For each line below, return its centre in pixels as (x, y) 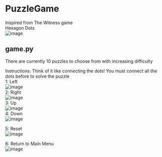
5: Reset (14, 128)
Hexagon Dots (20, 28)
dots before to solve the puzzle (37, 76)
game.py (19, 49)
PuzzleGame (32, 9)
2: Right (13, 92)
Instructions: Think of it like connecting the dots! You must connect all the (81, 71)
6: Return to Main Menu (30, 143)
